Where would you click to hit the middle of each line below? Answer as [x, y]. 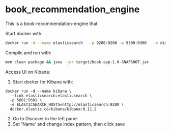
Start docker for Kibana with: [43, 82]
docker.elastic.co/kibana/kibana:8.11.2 [53, 109]
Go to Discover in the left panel [45, 118]
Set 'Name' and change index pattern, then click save [69, 124]
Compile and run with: [28, 53]
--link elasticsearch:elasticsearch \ [51, 96]
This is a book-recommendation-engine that [51, 24]
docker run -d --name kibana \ [38, 91]
